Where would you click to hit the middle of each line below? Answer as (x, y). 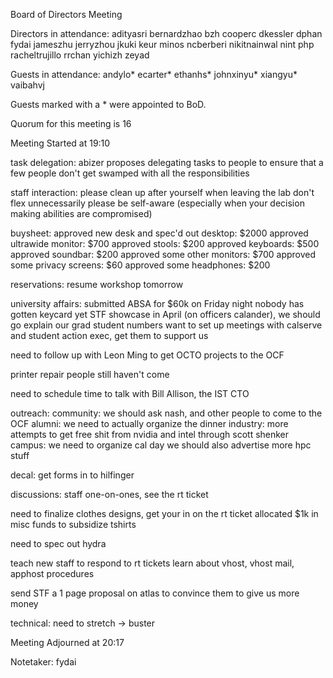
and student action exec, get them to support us (109, 335)
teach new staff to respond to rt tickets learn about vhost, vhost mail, (152, 563)
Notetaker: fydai (43, 662)
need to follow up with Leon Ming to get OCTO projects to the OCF (147, 355)
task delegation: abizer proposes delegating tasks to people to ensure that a (167, 162)
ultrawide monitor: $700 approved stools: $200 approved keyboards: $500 (165, 243)
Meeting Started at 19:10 (60, 143)
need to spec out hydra (58, 543)
